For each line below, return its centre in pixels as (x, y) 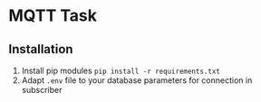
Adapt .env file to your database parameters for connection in (137, 80)
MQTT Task (53, 16)
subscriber (42, 90)
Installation (41, 49)
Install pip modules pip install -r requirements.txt (121, 70)
